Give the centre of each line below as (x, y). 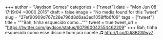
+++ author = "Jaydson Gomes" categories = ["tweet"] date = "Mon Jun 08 (81, 7)
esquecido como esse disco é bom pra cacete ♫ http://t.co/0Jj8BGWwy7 (79, 33)
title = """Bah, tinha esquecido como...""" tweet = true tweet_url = (71, 22)
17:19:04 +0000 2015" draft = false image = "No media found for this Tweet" (82, 12)
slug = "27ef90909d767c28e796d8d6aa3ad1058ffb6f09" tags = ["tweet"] (80, 17)
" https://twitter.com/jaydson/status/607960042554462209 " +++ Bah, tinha (81, 27)
